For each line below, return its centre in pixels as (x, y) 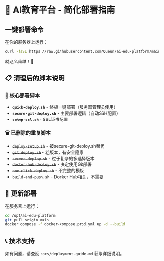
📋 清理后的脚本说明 (35, 78)
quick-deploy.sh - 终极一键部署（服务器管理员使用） (65, 107)
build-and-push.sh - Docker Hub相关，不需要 (58, 177)
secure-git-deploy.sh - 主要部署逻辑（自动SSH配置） (66, 113)
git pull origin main (27, 220)
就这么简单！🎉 (20, 61)
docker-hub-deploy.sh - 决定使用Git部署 (52, 164)
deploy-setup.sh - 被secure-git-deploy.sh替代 (58, 146)
